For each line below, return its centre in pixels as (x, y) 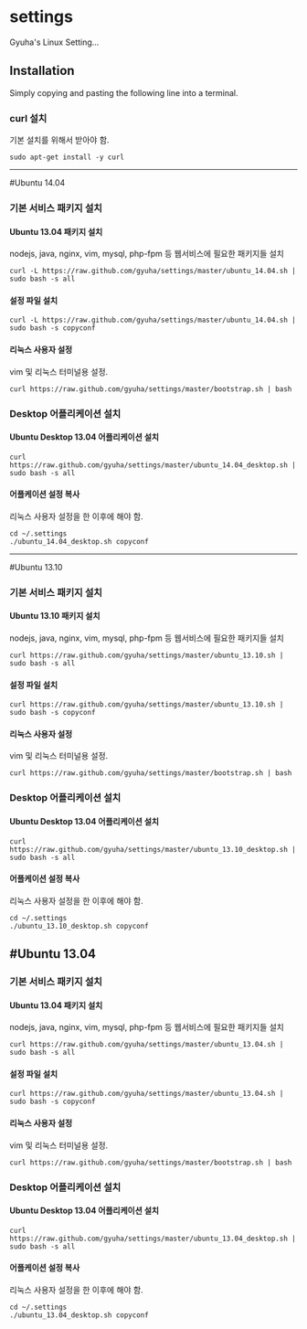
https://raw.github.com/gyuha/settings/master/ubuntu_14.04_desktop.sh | (153, 465)
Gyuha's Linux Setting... (54, 42)
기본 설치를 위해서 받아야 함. (59, 140)
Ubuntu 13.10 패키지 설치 (55, 616)
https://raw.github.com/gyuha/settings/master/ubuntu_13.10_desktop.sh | (153, 849)
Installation (42, 71)
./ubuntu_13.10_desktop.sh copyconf (79, 926)
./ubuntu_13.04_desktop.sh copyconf (79, 1315)
